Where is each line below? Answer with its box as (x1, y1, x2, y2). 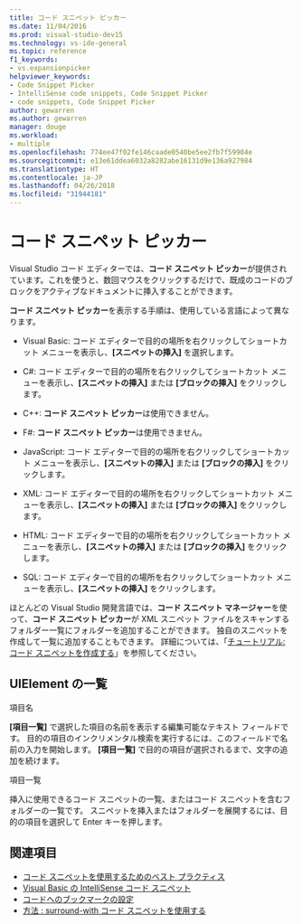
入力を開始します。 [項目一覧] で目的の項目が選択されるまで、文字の (24, 743, 280, 755)
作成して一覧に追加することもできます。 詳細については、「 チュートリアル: (9, 636, 286, 646)
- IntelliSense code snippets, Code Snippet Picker (9, 89, 208, 98)
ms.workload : (9, 131, 59, 140)
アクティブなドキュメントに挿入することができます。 (40, 286, 238, 297)
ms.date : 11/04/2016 (9, 22, 88, 31)
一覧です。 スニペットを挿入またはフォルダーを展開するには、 (48, 805, 280, 816)
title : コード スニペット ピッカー (9, 13, 127, 23)
